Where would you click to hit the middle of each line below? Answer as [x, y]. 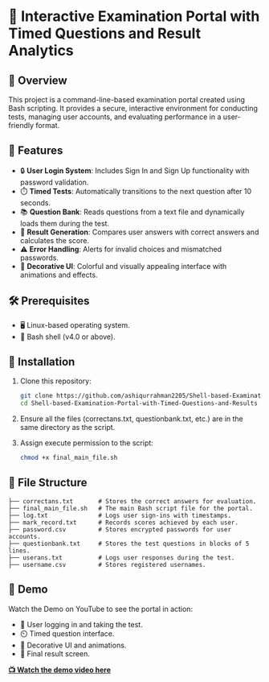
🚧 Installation [42, 362]
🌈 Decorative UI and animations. [73, 645]
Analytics [41, 51]
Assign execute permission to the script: [87, 443]
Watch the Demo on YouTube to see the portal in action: [101, 609]
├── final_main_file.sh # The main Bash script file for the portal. [130, 508]
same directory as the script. [67, 428]
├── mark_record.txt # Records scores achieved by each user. [124, 523]
